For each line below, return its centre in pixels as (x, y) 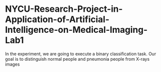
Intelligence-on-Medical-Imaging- (76, 30)
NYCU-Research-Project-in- (64, 9)
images (12, 64)
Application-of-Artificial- (57, 19)
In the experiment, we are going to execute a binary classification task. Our (81, 54)
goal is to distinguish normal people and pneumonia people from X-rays (77, 59)
